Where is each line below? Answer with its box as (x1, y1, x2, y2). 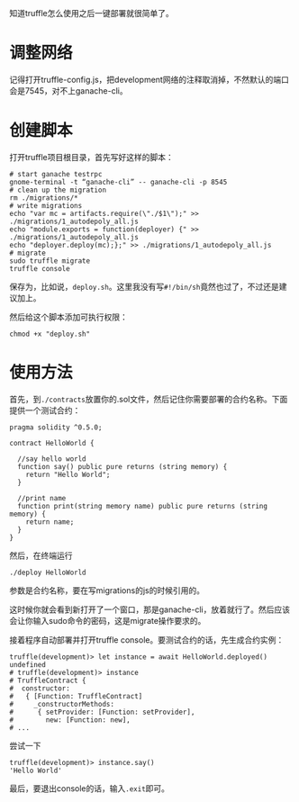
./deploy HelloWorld (9, 568, 87, 577)
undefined (9, 660, 47, 669)
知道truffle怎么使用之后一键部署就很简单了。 (9, 8, 174, 18)
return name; (25, 517, 75, 527)
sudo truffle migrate (9, 256, 91, 266)
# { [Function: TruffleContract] (9, 691, 143, 700)
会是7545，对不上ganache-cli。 (9, 85, 128, 96)
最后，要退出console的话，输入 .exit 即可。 (9, 782, 169, 794)
